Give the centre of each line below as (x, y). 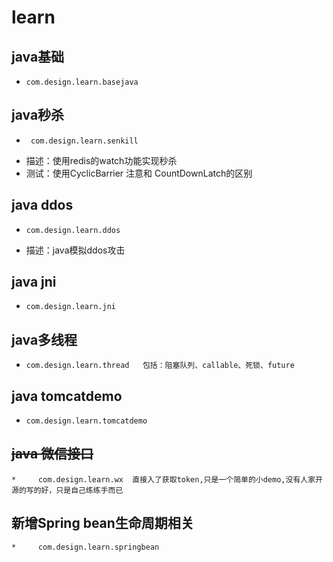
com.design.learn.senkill (84, 141)
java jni (34, 282)
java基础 (38, 56)
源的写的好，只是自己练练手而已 (67, 490)
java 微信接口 (52, 454)
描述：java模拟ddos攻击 (75, 250)
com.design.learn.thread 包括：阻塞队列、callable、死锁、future (160, 366)
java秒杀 (38, 115)
